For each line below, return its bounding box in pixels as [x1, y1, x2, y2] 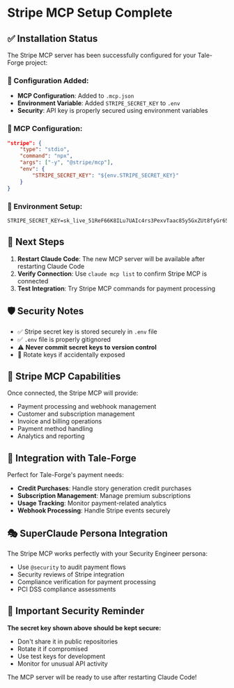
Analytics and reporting [17, 432, 85, 440]
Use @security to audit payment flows [17, 563, 127, 571]
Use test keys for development [17, 652, 106, 660]
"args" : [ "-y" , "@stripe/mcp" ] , [19, 159, 114, 166]
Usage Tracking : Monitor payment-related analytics [17, 499, 167, 508]
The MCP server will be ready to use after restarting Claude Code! [7, 673, 197, 681]
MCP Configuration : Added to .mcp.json [17, 92, 134, 100]
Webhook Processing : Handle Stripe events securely [17, 506, 171, 515]
